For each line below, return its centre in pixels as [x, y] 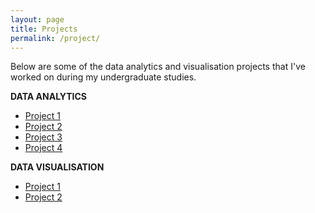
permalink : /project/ [55, 38]
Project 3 [43, 137]
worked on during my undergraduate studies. [103, 77]
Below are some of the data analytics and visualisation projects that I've [158, 67]
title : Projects [44, 29]
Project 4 [43, 148]
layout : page [37, 19]
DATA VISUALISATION [57, 167]
